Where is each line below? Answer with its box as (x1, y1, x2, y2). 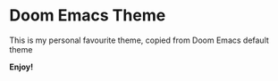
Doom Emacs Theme (9, 5, 166, 26)
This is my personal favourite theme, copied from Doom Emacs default (9, 35, 270, 45)
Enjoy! (9, 61, 34, 72)
